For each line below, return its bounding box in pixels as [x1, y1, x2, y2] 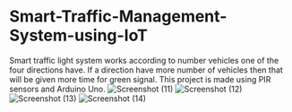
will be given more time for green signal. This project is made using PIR [9, 73, 271, 84]
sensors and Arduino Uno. [9, 83, 106, 94]
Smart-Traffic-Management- [9, 6, 228, 27]
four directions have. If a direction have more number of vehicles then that [9, 65, 284, 75]
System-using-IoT [9, 25, 148, 46]
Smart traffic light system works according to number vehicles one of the [9, 55, 279, 65]
